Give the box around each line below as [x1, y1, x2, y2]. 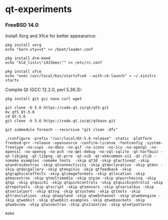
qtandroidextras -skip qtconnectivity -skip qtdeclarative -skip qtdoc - [5, 163, 163, 168]
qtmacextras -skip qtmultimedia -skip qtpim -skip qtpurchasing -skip [5, 176, 156, 181]
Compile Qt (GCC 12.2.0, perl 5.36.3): [5, 87, 82, 93]
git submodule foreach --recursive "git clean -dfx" [5, 127, 118, 132]
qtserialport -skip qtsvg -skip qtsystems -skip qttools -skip [5, 189, 141, 194]
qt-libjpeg [5, 154, 28, 159]
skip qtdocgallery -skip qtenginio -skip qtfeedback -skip [5, 167, 132, 172]
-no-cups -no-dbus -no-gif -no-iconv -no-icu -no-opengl [25, 145, 147, 150]
